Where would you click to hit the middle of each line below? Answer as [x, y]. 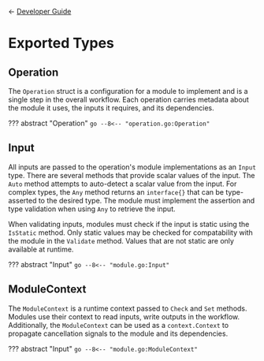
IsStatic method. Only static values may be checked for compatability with [131, 233]
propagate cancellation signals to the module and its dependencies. [118, 333]
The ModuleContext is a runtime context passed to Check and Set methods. [128, 308]
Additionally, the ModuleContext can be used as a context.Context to [119, 325]
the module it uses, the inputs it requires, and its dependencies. [111, 108]
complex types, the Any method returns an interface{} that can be [116, 192]
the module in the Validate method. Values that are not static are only [121, 240]
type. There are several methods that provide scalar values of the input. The [132, 175]
